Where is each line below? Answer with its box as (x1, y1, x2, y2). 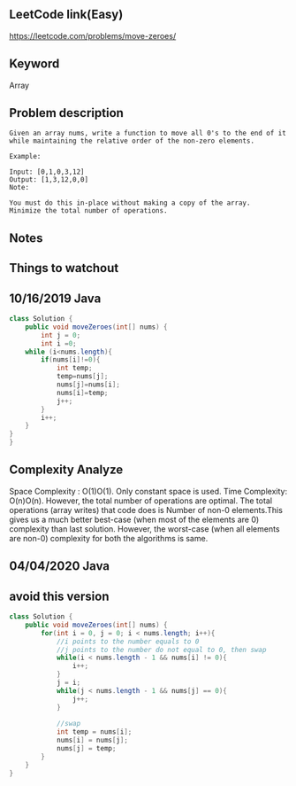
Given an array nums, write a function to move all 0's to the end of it (9, 128, 287, 138)
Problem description (9, 105, 124, 121)
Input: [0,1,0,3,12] (9, 167, 86, 176)
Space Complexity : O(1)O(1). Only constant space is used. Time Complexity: (9, 486, 288, 496)
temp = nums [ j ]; (56, 372, 109, 381)
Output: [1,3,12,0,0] (9, 175, 89, 184)
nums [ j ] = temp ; (56, 744, 117, 753)
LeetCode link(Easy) (9, 7, 124, 22)
